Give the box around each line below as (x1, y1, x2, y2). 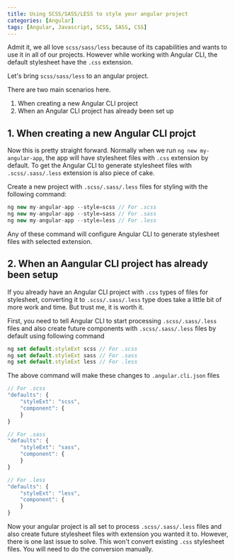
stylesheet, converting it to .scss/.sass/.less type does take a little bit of (7, 295, 222, 303)
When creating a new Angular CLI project (17, 99, 138, 108)
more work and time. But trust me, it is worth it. (7, 303, 144, 311)
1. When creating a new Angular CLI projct (7, 127, 196, 139)
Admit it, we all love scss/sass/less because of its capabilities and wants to (7, 43, 228, 52)
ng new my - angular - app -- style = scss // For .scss (7, 203, 157, 211)
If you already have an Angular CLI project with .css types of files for (7, 288, 209, 296)
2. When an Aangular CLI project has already (7, 258, 209, 270)
